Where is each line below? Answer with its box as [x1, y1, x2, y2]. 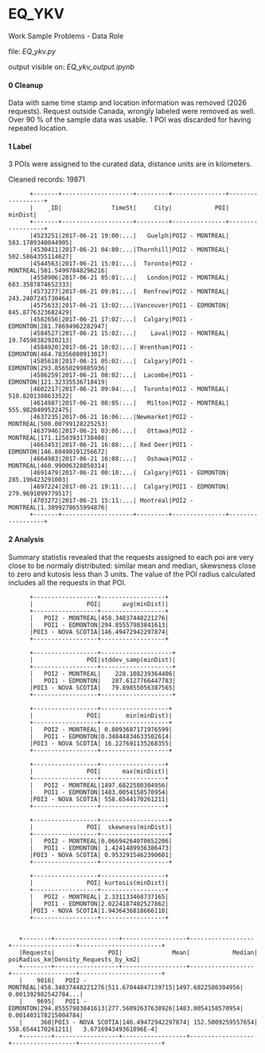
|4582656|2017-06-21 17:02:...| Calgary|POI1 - [29, 315, 194, 323]
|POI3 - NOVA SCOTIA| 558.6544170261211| [29, 795, 170, 803]
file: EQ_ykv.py [8, 46, 57, 56]
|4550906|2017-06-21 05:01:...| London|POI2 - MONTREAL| [29, 274, 229, 282]
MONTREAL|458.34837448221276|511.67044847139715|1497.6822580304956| [8, 983, 244, 992]
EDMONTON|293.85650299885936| [8, 364, 109, 373]
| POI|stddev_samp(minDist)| [29, 656, 177, 664]
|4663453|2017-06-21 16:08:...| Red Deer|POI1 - [29, 441, 194, 449]
